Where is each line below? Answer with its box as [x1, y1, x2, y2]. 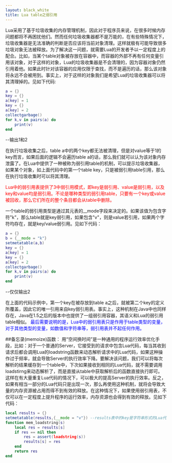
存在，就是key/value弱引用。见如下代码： [14, 221, 102, 227]
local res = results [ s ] [14, 425, 66, 430]
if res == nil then [14, 430, 56, 435]
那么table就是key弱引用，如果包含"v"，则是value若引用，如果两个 [20, 214, 160, 221]
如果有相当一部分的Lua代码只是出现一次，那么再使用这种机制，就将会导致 [5, 381, 161, 387]
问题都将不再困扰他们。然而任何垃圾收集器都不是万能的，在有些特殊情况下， [5, 33, 167, 40]
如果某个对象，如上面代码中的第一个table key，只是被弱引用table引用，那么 [5, 167, 165, 173]
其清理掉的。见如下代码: [5, 78, 56, 85]
